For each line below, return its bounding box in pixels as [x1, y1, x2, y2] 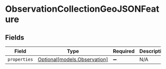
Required [113, 48, 135, 54]
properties [7, 57, 33, 62]
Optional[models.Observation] [38, 56, 108, 63]
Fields [5, 33, 25, 42]
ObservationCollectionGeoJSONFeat [5, 3, 160, 15]
